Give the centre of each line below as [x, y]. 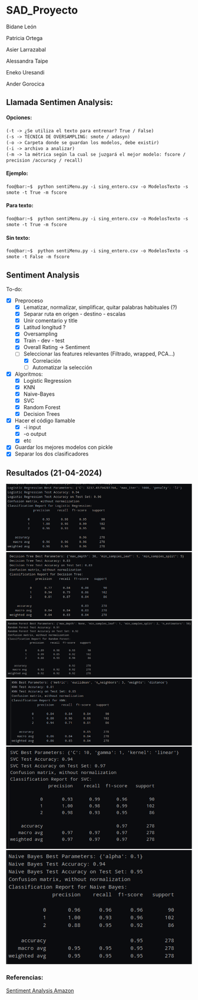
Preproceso [29, 300]
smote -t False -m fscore [38, 257]
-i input [32, 427]
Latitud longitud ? [44, 327]
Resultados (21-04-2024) [54, 473]
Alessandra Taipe [27, 61]
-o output [35, 434]
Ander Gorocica [25, 84]
